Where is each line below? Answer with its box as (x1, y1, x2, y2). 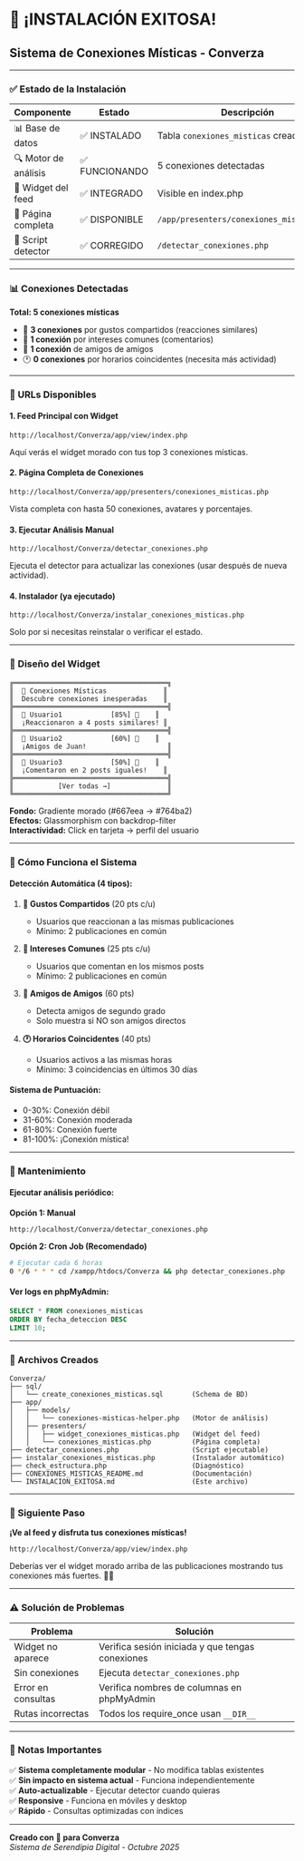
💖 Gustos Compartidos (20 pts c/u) (22, 898, 157, 909)
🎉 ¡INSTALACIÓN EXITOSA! (9, 9, 217, 30)
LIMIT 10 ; (9, 1323, 47, 1332)
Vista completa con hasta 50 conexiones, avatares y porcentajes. (9, 503, 253, 514)
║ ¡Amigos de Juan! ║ (9, 742, 172, 751)
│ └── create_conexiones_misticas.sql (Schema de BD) (9, 1389, 249, 1398)
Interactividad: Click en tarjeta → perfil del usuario (9, 824, 199, 835)
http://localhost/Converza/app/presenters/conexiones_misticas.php (9, 487, 270, 496)
